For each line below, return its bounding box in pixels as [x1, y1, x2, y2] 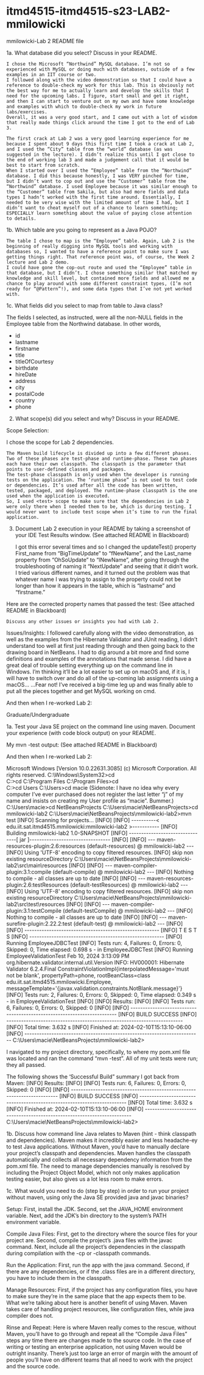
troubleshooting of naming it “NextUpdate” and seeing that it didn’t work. [15, 562, 199, 570]
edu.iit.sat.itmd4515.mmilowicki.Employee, [6, 978, 113, 985]
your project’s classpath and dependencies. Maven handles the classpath [6, 1149, 191, 1156]
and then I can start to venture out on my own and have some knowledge [6, 98, 195, 104]
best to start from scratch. [6, 162, 80, 168]
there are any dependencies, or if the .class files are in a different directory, [6, 1268, 195, 1275]
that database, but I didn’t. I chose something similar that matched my [6, 270, 198, 276]
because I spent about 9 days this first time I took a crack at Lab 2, [6, 141, 195, 147]
